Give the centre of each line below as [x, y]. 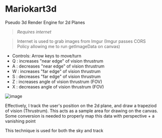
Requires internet [34, 32]
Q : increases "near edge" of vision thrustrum [58, 61]
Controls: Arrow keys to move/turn [47, 56]
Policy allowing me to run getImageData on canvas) [68, 46]
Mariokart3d [31, 9]
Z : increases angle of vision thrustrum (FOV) [57, 82]
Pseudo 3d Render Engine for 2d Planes [45, 22]
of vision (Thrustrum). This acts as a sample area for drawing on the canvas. [81, 111]
